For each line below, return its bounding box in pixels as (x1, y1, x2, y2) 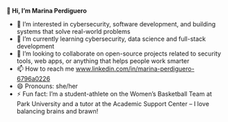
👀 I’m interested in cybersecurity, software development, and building (16, 20, 216, 28)
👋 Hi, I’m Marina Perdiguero (6, 7, 88, 15)
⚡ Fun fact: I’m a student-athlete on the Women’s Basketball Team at (16, 90, 213, 98)
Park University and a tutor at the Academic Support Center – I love (16, 100, 210, 107)
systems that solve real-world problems (16, 28, 131, 35)
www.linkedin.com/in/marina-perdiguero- (75, 64, 195, 73)
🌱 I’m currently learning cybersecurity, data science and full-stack (16, 35, 206, 43)
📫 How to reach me (16, 64, 74, 73)
